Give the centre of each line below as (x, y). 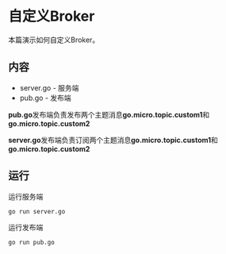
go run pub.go (32, 242)
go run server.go (37, 211)
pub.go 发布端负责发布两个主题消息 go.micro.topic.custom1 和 (109, 114)
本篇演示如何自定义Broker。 (54, 40)
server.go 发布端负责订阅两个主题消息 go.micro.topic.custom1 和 (113, 140)
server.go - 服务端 (49, 87)
